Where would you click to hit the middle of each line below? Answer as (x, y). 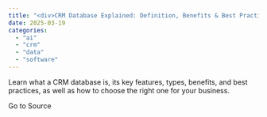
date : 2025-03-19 (37, 23)
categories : (28, 30)
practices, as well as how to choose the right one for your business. (119, 90)
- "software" (37, 60)
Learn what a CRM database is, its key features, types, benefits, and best (128, 82)
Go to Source (30, 106)
